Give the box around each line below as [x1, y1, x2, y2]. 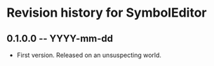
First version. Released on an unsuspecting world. [16, 51, 162, 59]
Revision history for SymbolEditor [6, 5, 207, 21]
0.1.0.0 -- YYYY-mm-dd [6, 33, 114, 44]
